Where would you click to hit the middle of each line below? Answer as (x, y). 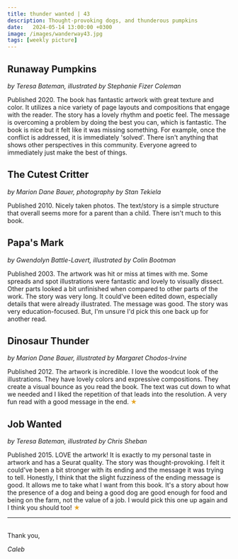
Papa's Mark (36, 243)
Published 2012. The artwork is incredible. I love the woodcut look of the (113, 372)
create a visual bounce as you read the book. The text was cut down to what (119, 387)
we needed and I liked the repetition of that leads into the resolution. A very (117, 395)
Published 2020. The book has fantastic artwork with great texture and (110, 99)
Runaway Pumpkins (52, 69)
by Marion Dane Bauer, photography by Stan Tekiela (84, 191)
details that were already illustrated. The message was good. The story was (118, 304)
